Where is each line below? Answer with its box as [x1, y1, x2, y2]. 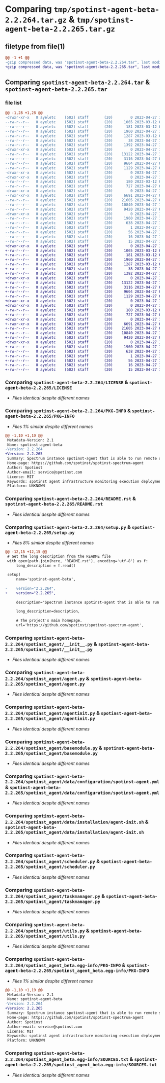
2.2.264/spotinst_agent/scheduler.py [5, 859, 96, 865]
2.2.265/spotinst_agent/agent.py [5, 681, 85, 686]
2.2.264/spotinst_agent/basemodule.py [5, 745, 98, 751]
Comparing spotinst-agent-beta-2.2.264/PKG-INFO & [5, 407, 131, 414]
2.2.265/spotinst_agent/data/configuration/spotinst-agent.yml [5, 790, 160, 795]
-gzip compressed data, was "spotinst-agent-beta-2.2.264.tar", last [5, 60, 151, 65]
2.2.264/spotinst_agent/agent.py [5, 676, 85, 682]
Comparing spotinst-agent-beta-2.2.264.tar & [5, 78, 150, 87]
